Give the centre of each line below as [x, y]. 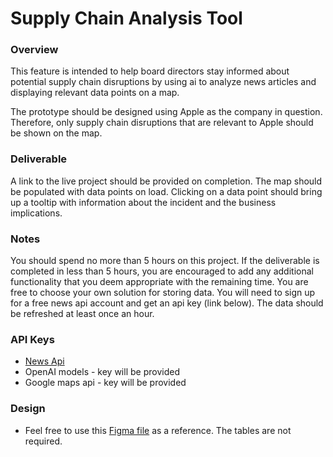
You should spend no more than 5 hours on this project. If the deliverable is [165, 261]
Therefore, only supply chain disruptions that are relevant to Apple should [162, 123]
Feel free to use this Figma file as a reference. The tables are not [158, 430]
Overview [34, 50]
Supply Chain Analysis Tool [126, 18]
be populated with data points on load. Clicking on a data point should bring [166, 191]
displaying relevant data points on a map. [95, 93]
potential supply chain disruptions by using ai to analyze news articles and [163, 82]
